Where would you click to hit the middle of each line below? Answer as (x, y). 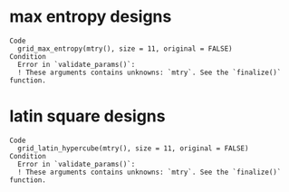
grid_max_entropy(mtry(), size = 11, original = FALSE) (125, 48)
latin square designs (87, 116)
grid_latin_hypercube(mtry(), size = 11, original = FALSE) (133, 148)
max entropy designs (91, 17)
